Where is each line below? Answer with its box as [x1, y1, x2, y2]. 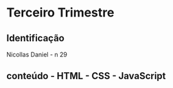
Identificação [6, 32, 65, 44]
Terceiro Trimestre [6, 5, 115, 21]
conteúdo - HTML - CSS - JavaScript [6, 70, 166, 82]
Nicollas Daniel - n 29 [6, 50, 68, 58]
